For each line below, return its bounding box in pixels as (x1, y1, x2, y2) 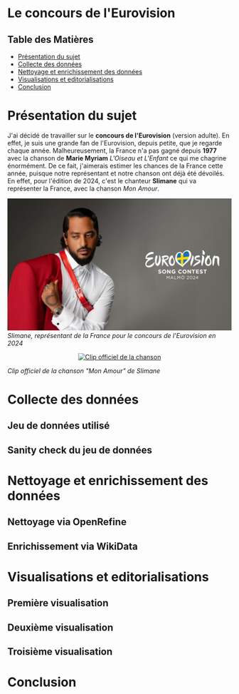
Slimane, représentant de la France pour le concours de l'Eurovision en (7, 331, 216, 340)
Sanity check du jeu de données (7, 444, 153, 456)
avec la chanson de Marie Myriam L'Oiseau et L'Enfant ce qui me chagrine (7, 153, 227, 162)
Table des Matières (7, 34, 94, 46)
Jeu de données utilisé (7, 419, 110, 432)
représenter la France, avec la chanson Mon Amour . (7, 184, 160, 193)
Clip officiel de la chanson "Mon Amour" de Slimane (7, 366, 161, 375)
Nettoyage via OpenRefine (7, 516, 127, 529)
